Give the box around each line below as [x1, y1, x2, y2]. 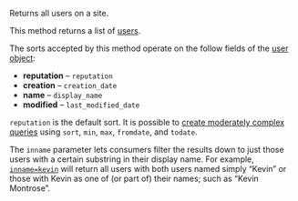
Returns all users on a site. [9, 8, 109, 18]
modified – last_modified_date [22, 99, 140, 110]
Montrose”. [9, 183, 51, 194]
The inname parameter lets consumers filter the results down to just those [9, 145, 284, 155]
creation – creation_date [22, 80, 118, 90]
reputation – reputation [22, 70, 114, 81]
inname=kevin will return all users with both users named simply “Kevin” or [9, 164, 287, 174]
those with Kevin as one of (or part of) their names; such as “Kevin [9, 173, 260, 184]
